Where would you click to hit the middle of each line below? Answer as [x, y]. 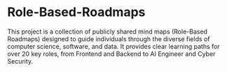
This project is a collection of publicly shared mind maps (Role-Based [108, 31]
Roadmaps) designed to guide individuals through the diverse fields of [109, 38]
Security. [20, 61]
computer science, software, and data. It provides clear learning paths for [113, 46]
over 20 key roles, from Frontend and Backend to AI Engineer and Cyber [111, 54]
